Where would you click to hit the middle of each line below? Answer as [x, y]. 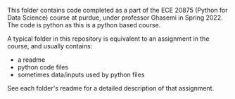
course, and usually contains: [50, 46]
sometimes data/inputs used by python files [81, 74]
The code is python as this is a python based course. [84, 25]
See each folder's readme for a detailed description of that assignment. [111, 88]
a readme [31, 60]
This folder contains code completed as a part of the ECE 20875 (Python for [118, 10]
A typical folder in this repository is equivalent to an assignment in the [108, 39]
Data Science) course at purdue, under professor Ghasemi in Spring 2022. [115, 18]
